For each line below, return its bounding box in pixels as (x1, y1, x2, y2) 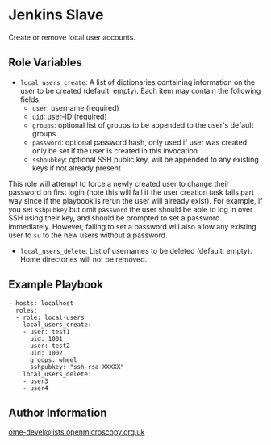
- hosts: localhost (8, 299, 74, 308)
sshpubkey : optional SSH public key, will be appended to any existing (31, 154, 260, 164)
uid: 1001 (29, 334, 63, 342)
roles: (15, 306, 38, 314)
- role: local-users (15, 313, 85, 321)
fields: (19, 94, 41, 104)
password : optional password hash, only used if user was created (31, 137, 248, 147)
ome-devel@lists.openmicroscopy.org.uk (8, 427, 145, 437)
